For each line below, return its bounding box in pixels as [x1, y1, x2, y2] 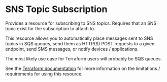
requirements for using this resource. [5, 70, 83, 76]
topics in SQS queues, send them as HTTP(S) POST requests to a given [5, 40, 155, 46]
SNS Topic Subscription [5, 4, 108, 15]
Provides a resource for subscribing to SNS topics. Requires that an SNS [5, 20, 157, 26]
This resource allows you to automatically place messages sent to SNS [5, 35, 153, 41]
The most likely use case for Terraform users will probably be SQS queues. [5, 55, 162, 61]
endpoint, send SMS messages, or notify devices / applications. [5, 46, 139, 52]
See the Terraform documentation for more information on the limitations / [5, 65, 160, 71]
